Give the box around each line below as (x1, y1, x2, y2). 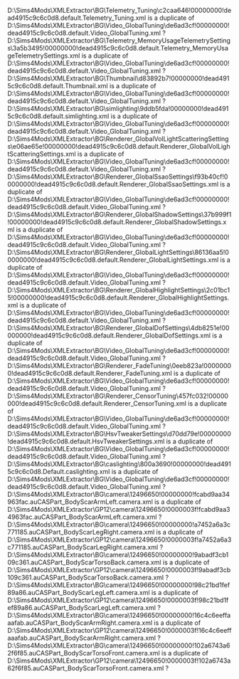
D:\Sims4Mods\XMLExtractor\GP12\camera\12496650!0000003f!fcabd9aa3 (7, 505, 230, 513)
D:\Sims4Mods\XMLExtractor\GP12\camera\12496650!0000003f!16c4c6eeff (7, 626, 232, 634)
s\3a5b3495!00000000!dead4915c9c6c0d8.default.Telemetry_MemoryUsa (7, 44, 229, 52)
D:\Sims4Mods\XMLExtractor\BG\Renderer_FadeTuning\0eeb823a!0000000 (7, 362, 232, 369)
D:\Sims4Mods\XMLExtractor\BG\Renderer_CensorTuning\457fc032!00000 (7, 391, 229, 400)
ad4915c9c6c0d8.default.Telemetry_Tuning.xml (7, 14, 147, 22)
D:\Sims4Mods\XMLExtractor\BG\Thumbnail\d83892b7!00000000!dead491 (7, 74, 230, 83)
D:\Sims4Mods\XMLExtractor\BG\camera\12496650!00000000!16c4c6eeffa (7, 611, 231, 619)
